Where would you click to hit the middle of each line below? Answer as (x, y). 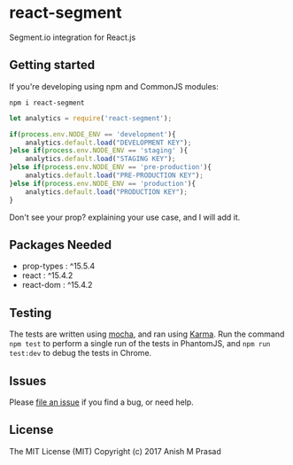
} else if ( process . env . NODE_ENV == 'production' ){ (103, 183)
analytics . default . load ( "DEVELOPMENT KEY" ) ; (108, 143)
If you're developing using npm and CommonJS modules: (114, 86)
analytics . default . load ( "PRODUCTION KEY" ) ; (107, 192)
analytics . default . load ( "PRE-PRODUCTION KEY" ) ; (114, 175)
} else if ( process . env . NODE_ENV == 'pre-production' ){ (111, 167)
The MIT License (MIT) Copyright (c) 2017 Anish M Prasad (115, 451)
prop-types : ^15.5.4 (58, 266)
